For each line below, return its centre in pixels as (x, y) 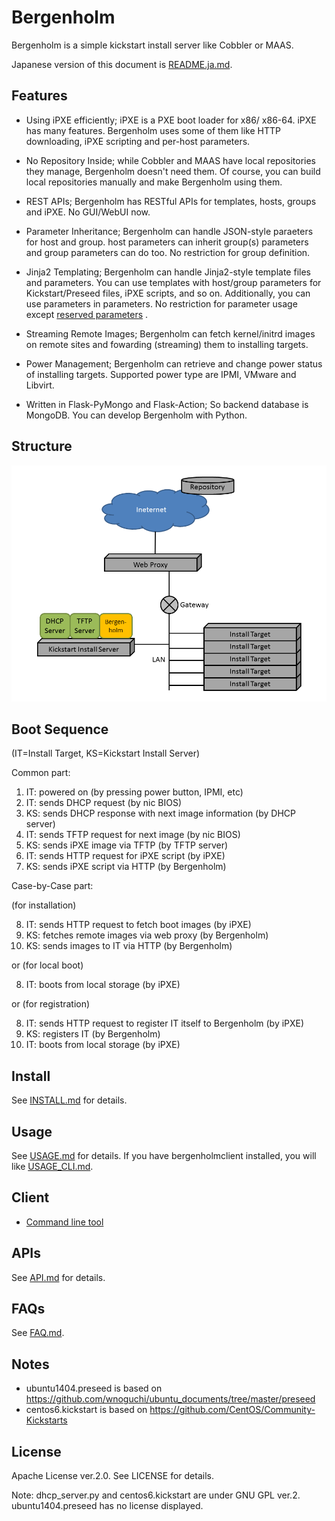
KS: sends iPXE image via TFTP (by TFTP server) (127, 845)
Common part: (41, 773)
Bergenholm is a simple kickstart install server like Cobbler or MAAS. (152, 45)
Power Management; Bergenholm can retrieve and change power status (174, 363)
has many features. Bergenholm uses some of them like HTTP (153, 130)
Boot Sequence (60, 729)
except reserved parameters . (87, 314)
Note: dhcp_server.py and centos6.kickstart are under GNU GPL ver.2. (156, 1495)
